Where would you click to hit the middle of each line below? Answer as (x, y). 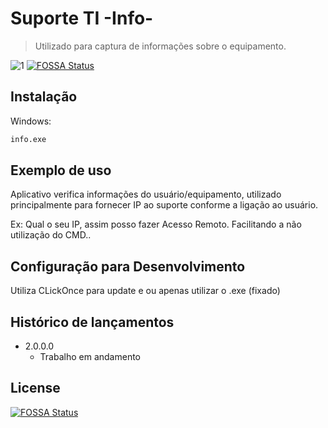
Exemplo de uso (61, 170)
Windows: (31, 121)
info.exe (28, 139)
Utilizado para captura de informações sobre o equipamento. (160, 46)
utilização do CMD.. (51, 235)
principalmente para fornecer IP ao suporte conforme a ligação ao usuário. (164, 205)
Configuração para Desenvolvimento (128, 266)
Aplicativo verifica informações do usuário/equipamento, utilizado (146, 194)
